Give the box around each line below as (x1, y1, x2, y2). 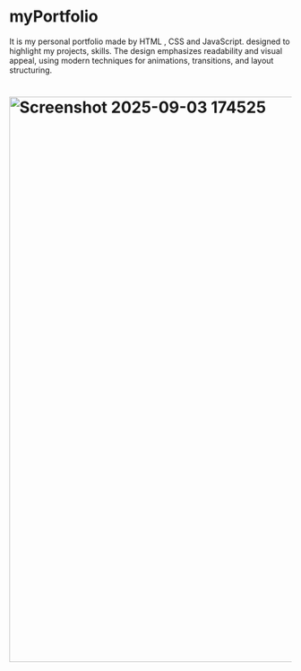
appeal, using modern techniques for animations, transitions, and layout (9, 55, 274, 66)
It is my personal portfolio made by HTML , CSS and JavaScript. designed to (9, 36, 290, 47)
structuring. (9, 65, 53, 75)
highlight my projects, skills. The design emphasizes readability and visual (9, 45, 283, 56)
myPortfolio (9, 6, 99, 27)
